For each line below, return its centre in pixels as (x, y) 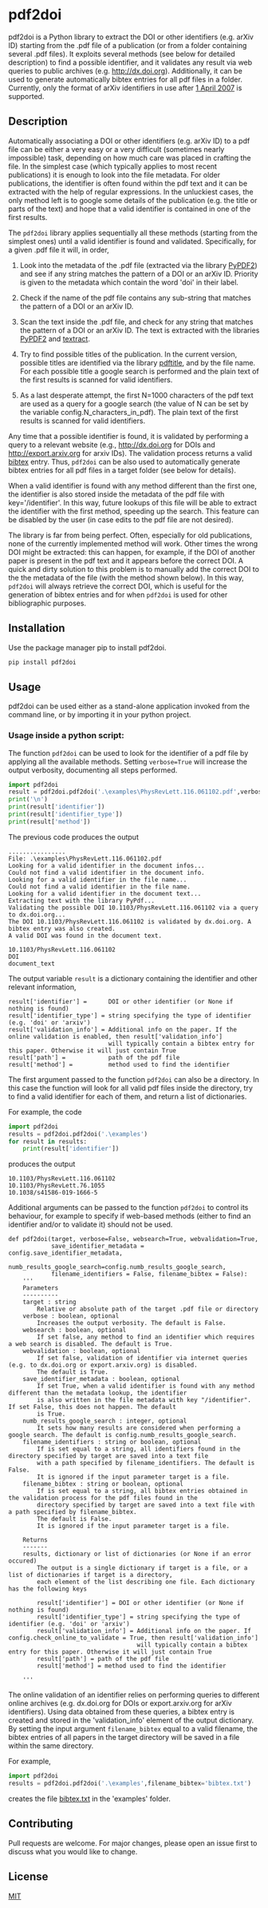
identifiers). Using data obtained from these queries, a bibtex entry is (122, 1712)
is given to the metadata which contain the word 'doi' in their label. (129, 282)
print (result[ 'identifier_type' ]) (66, 814)
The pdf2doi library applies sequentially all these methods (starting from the (133, 233)
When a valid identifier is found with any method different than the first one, (133, 485)
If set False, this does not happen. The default (93, 1407)
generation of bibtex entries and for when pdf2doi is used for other (118, 594)
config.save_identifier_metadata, (66, 1253)
